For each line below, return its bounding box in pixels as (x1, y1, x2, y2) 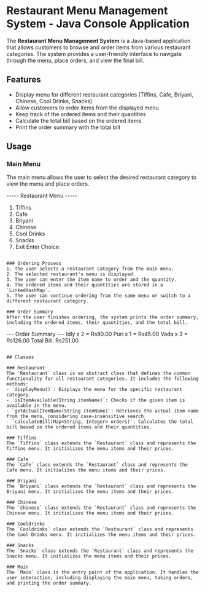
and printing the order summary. (6, 580, 92, 586)
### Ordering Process (6, 261, 62, 267)
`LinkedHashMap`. (6, 287, 51, 294)
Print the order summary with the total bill (15, 124, 121, 131)
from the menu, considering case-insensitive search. (6, 413, 147, 420)
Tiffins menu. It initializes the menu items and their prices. (6, 446, 174, 452)
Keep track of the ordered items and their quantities (15, 110, 146, 117)
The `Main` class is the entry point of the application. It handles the (6, 569, 199, 575)
